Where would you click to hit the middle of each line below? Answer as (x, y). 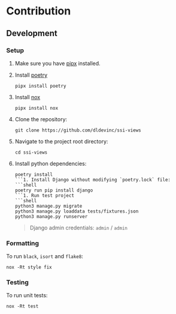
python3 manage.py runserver (51, 216)
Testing (17, 282)
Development (32, 33)
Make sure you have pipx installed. (57, 63)
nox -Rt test (22, 306)
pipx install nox (37, 108)
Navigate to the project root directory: (61, 141)
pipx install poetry (40, 86)
